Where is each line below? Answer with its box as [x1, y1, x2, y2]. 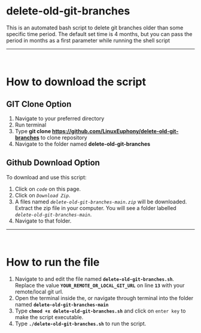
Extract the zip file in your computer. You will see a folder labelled [14, 204, 176, 211]
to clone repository [41, 134, 88, 141]
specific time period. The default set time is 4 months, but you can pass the [6, 30, 193, 37]
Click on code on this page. [14, 185, 81, 193]
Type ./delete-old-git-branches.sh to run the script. [14, 320, 147, 327]
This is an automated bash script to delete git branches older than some [6, 24, 184, 31]
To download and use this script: [6, 173, 87, 181]
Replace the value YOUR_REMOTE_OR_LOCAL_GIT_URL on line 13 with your [14, 281, 185, 289]
